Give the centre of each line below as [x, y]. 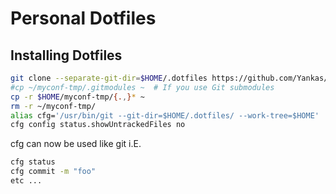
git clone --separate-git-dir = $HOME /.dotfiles [109, 78]
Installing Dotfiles [66, 55]
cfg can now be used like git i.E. [76, 144]
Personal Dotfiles [83, 18]
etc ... [26, 181]
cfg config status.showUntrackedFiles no [98, 125]
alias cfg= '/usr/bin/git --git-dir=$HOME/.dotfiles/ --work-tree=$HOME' [165, 115]
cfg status [33, 162]
